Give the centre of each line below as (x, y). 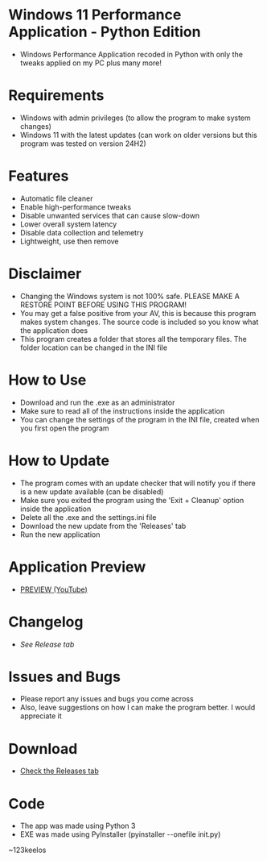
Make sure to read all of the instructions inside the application (122, 411)
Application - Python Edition (105, 32)
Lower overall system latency (68, 224)
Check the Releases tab (59, 771)
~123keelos (27, 850)
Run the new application (60, 534)
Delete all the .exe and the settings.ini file (88, 517)
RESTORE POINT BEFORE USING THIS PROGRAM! (103, 305)
